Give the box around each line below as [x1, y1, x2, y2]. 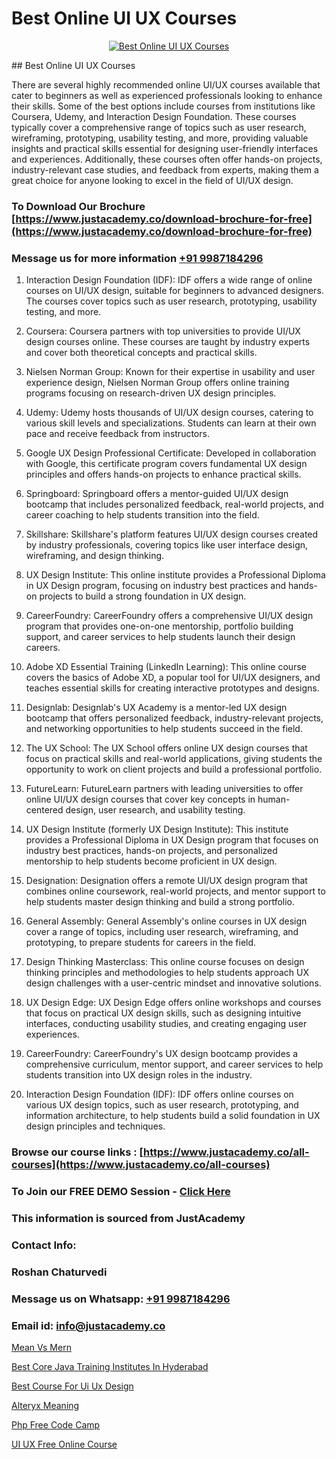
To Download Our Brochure [11, 199, 146, 213]
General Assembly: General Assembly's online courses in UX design [25, 915, 308, 927]
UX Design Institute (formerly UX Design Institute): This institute [25, 823, 289, 836]
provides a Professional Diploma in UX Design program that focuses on [25, 834, 319, 846]
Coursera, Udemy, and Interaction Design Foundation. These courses [11, 110, 297, 122]
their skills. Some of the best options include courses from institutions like [11, 100, 316, 112]
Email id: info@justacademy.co [11, 1318, 166, 1332]
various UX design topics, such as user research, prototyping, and [25, 1099, 299, 1111]
